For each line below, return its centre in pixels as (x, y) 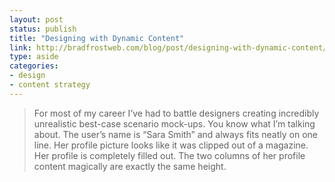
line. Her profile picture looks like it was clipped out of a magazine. (171, 145)
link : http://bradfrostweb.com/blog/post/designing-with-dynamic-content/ (168, 47)
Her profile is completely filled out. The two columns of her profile (169, 155)
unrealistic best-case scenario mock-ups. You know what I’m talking (174, 123)
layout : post (36, 19)
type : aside (34, 57)
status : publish (43, 29)
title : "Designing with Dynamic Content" (97, 38)
